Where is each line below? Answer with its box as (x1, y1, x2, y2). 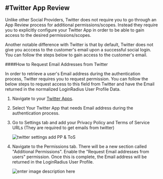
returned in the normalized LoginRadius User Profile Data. (5, 86, 121, 92)
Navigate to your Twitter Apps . (12, 96, 74, 101)
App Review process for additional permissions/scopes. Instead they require (5, 22, 158, 28)
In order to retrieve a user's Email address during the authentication (5, 70, 141, 77)
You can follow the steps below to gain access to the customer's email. (5, 52, 147, 58)
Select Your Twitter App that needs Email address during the (12, 105, 133, 111)
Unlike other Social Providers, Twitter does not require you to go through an (5, 16, 157, 22)
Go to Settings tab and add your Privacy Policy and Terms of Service (12, 119, 150, 125)
